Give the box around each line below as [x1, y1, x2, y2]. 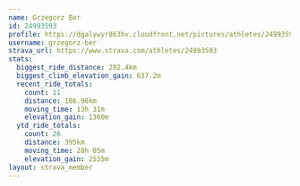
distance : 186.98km [24, 96, 98, 106]
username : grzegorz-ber [8, 38, 98, 47]
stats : [8, 55, 33, 63]
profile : [8, 30, 41, 38]
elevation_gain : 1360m [24, 113, 109, 122]
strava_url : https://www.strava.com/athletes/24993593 [8, 46, 218, 55]
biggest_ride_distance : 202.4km [16, 63, 138, 72]
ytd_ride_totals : [16, 122, 81, 131]
